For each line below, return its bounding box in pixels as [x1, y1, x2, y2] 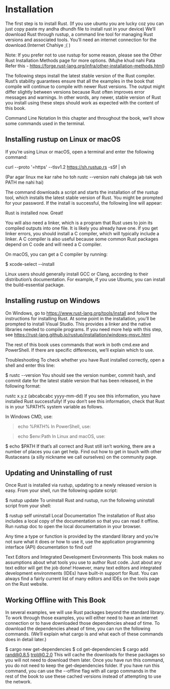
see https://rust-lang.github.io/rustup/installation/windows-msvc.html [5, 332, 151, 338]
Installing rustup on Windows [5, 296, 100, 305]
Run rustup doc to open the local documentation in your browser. [5, 523, 142, 530]
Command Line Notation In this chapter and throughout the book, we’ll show [5, 115, 165, 121]
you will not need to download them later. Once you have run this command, [5, 657, 164, 663]
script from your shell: [5, 503, 52, 509]
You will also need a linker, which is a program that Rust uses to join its [5, 219, 153, 226]
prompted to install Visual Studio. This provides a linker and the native [5, 321, 151, 327]
